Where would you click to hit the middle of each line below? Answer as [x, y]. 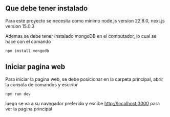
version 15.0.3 [20, 26]
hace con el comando [28, 41]
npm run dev [18, 94]
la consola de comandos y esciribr [41, 84]
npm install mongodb [27, 51]
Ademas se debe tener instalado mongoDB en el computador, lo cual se [81, 36]
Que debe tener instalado [47, 8]
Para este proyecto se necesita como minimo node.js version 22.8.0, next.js [85, 20]
